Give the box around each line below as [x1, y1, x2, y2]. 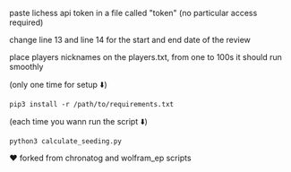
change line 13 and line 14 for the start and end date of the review [9, 35, 251, 45]
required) [9, 17, 44, 28]
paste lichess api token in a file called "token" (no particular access [9, 8, 258, 18]
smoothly [9, 62, 44, 72]
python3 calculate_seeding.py [9, 137, 123, 146]
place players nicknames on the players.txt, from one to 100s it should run [9, 52, 282, 62]
